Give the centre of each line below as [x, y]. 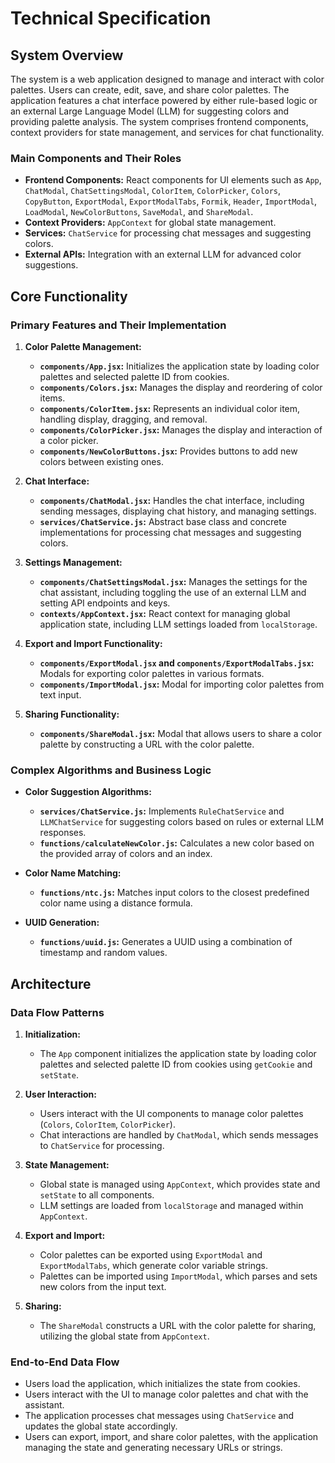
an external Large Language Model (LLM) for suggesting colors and [150, 111]
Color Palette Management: [83, 346]
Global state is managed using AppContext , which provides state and [180, 1184]
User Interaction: [60, 1094]
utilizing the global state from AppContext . [124, 1336]
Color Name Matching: [73, 873]
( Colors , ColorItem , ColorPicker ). [107, 1124]
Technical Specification [111, 18]
